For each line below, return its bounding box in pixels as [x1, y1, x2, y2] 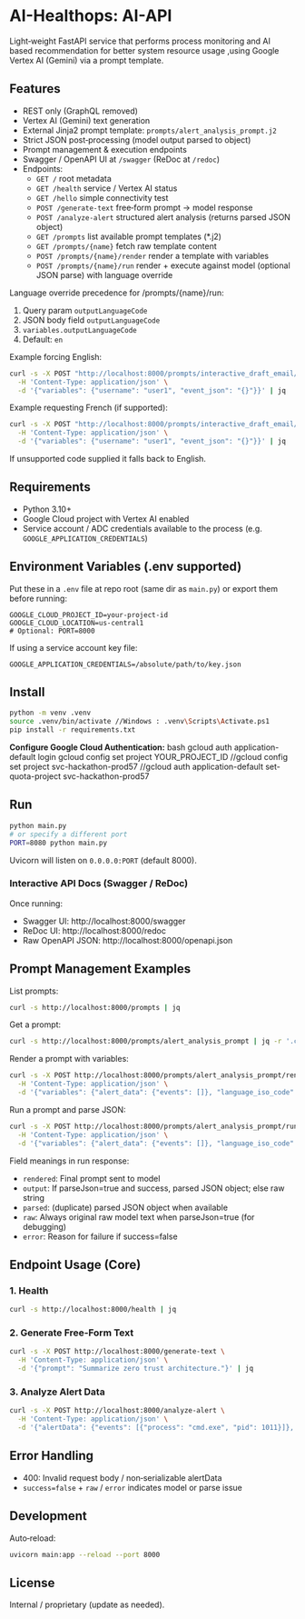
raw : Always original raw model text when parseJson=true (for [22, 1211, 255, 1223]
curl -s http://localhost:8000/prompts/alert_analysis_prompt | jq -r [9, 1037, 282, 1046]
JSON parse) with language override [35, 269, 173, 280]
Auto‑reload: [9, 1533, 56, 1544]
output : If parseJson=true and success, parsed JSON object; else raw [22, 1183, 285, 1194]
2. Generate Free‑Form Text [9, 1326, 134, 1339]
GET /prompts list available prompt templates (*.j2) [35, 231, 222, 242]
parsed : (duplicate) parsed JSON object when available [22, 1202, 229, 1213]
